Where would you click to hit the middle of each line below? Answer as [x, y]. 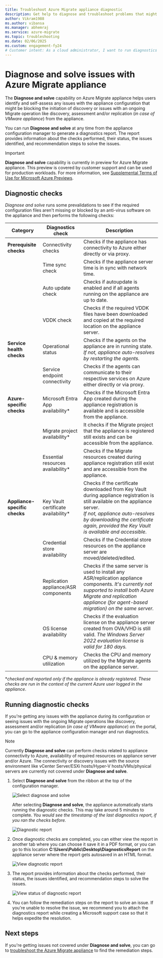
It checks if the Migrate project [118, 425]
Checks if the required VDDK [116, 308]
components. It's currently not [118, 584]
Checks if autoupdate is [110, 282]
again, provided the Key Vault [117, 526]
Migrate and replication [110, 596]
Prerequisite [22, 245]
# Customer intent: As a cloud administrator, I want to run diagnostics [81, 50]
